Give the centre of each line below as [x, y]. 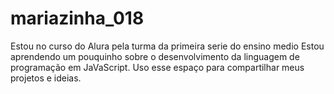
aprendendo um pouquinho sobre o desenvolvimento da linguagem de [155, 56]
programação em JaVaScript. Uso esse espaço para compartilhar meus [157, 67]
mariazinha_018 [77, 18]
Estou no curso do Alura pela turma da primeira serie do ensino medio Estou [167, 46]
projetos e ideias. [46, 78]
